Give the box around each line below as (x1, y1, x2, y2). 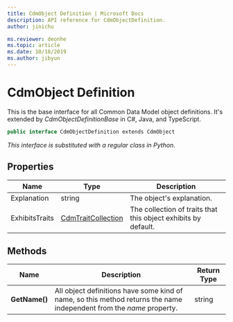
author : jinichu (7, 23, 54, 30)
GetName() (10, 295, 49, 305)
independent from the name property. (54, 303, 178, 313)
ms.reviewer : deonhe (7, 35, 67, 42)
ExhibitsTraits (10, 213, 54, 222)
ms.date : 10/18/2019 (7, 48, 67, 55)
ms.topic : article (7, 42, 60, 49)
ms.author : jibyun (7, 55, 60, 62)
